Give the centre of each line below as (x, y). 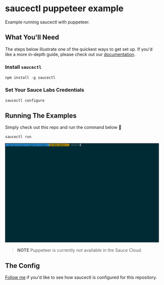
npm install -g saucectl (30, 78)
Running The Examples (41, 115)
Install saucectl (23, 67)
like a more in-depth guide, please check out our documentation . (70, 54)
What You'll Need (32, 37)
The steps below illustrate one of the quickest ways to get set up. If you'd (79, 49)
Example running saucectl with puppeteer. (48, 22)
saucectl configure (25, 101)
